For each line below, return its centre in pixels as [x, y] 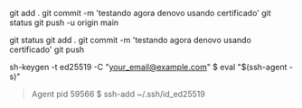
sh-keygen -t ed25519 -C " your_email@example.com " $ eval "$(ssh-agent [148, 67]
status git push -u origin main [64, 22]
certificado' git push [47, 49]
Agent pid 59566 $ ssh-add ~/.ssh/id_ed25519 [118, 94]
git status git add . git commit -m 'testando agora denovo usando [130, 40]
